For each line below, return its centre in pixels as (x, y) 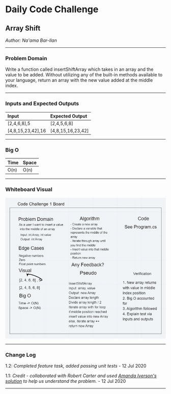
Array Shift (23, 28)
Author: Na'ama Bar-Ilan (31, 40)
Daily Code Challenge (52, 9)
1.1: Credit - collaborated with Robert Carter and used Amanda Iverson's (81, 376)
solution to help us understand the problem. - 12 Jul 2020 (66, 381)
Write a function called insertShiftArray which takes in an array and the (79, 69)
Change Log (21, 355)
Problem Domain (26, 58)
